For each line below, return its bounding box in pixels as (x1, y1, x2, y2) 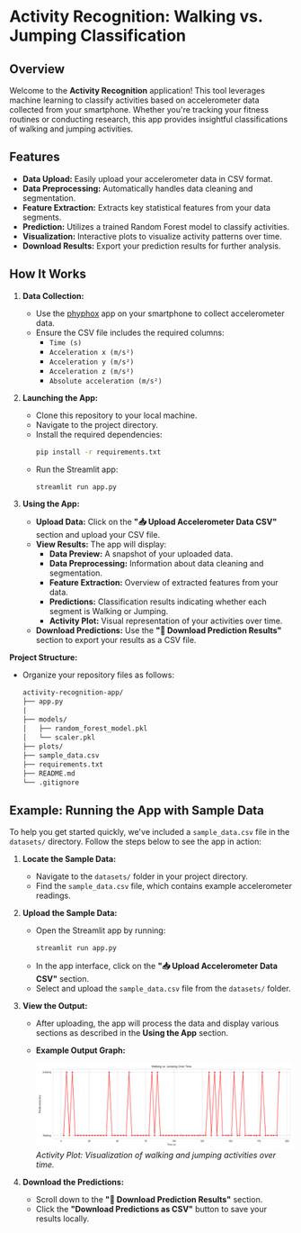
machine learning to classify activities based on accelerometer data (9, 95, 260, 105)
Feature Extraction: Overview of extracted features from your (49, 577, 279, 588)
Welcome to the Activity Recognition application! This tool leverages (9, 86, 265, 95)
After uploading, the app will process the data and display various (35, 1018, 279, 1029)
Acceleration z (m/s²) (49, 367, 135, 376)
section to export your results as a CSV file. (35, 635, 197, 646)
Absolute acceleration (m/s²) (49, 376, 163, 385)
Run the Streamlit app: (35, 464, 119, 475)
